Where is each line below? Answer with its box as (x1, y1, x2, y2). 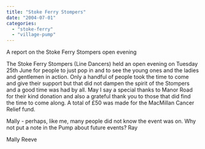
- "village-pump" (12, 32, 56, 38)
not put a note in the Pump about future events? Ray (6, 124, 138, 131)
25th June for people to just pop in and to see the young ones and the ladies (6, 67, 199, 74)
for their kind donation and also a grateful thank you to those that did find (6, 93, 191, 100)
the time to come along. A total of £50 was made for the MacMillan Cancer (6, 99, 195, 107)
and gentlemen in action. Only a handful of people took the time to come (6, 73, 189, 81)
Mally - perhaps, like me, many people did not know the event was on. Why (6, 117, 196, 125)
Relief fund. (6, 106, 35, 113)
